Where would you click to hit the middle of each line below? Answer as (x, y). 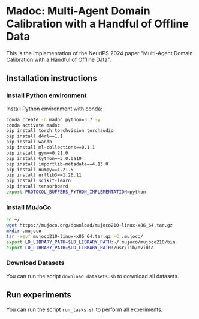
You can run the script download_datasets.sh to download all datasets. (93, 276)
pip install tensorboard (37, 186)
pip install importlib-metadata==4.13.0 (58, 164)
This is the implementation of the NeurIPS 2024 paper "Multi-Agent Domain (99, 53)
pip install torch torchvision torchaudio (60, 131)
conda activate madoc (33, 125)
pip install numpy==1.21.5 (40, 170)
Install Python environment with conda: (55, 109)
